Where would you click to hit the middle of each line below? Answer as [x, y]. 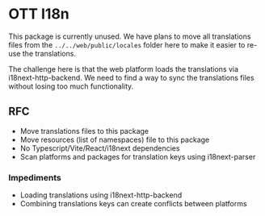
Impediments [35, 177]
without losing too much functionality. [71, 86]
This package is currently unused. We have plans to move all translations [130, 36]
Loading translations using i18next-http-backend [101, 195]
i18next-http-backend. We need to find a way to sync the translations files [131, 77]
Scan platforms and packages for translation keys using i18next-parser [138, 156]
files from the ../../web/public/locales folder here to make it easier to [127, 44]
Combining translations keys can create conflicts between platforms [134, 204]
